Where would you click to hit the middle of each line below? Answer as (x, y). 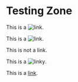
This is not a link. (27, 50)
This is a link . (22, 73)
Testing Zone (39, 11)
